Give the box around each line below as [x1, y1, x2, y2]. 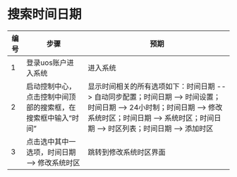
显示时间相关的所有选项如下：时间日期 [87, 81, 215, 91]
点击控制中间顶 [26, 92, 76, 102]
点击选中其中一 [26, 136, 76, 146]
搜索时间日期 [7, 6, 83, 22]
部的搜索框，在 [26, 103, 76, 112]
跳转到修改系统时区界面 [87, 147, 166, 157]
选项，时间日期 [26, 147, 76, 157]
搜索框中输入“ [26, 113, 73, 123]
